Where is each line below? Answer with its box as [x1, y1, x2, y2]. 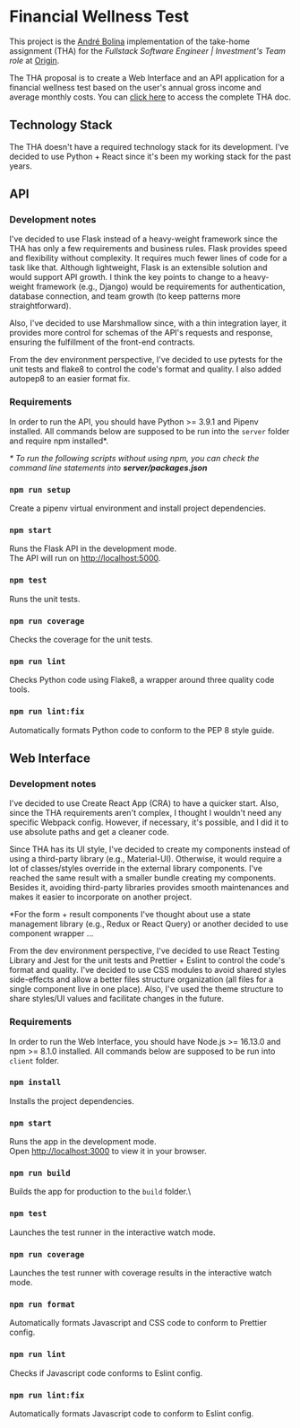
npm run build [9, 1169, 71, 1178]
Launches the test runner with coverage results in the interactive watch [9, 1267, 272, 1278]
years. [9, 160, 33, 171]
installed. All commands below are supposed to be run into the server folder [9, 425, 290, 436]
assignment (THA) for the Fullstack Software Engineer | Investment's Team [9, 45, 287, 56]
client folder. [9, 1055, 60, 1065]
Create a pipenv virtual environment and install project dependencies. [9, 503, 267, 513]
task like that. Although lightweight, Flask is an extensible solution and [9, 262, 268, 273]
